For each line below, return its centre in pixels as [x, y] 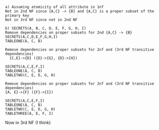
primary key [17, 16]
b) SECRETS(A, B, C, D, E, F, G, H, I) [46, 28]
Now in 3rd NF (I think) [28, 122]
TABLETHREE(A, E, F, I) [29, 113]
